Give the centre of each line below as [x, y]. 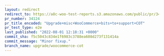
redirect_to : [18, 14]
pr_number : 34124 [22, 19]
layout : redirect [22, 9]
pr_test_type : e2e [23, 28]
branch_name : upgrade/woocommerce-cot [44, 46]
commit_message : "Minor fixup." [37, 41]
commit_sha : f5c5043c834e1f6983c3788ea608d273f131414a [62, 37]
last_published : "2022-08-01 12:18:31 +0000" [52, 32]
